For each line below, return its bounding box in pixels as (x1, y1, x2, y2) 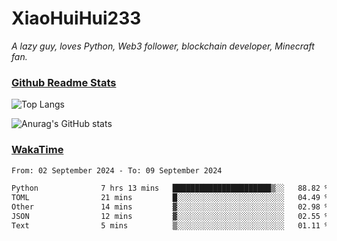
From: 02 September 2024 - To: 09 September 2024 (11, 165, 223, 176)
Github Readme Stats (11, 75, 117, 89)
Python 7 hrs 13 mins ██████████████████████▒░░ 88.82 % (11, 183, 330, 194)
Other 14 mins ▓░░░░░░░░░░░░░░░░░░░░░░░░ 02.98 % (11, 202, 330, 212)
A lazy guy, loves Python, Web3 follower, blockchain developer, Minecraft (11, 40, 315, 52)
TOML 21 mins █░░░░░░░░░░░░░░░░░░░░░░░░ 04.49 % (11, 193, 330, 203)
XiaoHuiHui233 (11, 7, 142, 30)
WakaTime (11, 143, 64, 157)
